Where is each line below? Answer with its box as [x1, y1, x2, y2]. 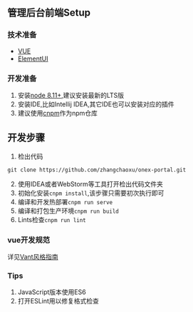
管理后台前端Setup [7, 6, 91, 19]
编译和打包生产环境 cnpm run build [17, 206, 120, 215]
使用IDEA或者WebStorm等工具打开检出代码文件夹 [17, 179, 164, 188]
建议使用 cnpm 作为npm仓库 [17, 109, 98, 117]
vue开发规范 [7, 235, 51, 245]
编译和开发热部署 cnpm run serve [17, 197, 113, 206]
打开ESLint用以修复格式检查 [17, 297, 100, 306]
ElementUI [17, 54, 48, 63]
